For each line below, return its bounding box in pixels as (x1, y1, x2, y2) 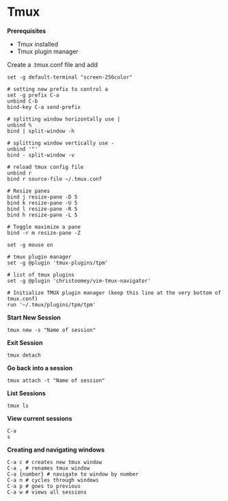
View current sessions (7, 414, 73, 422)
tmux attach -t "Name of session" (7, 377, 106, 384)
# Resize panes (7, 188, 51, 194)
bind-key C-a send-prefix (7, 103, 81, 110)
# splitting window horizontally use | (7, 116, 121, 123)
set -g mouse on (7, 241, 53, 248)
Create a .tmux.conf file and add (7, 60, 98, 68)
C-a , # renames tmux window (7, 465, 90, 472)
